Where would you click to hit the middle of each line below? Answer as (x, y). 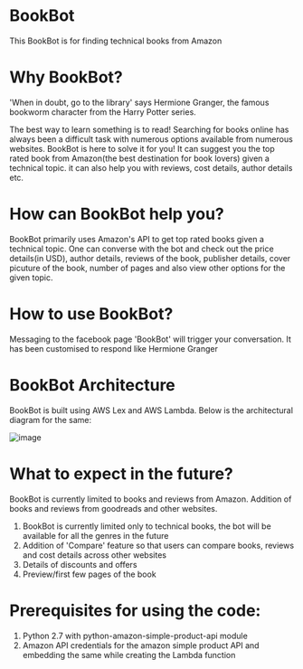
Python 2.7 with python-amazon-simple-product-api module (135, 636)
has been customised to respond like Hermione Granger (114, 348)
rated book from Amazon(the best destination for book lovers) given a (139, 158)
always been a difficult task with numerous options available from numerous (151, 139)
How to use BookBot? (91, 314)
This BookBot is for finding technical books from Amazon (116, 41)
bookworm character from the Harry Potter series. (103, 112)
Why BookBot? (66, 77)
